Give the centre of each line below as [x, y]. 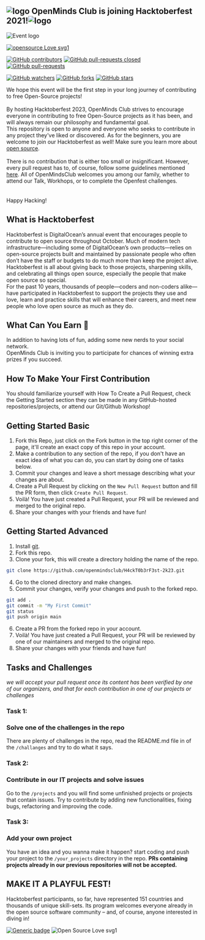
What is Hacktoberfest [50, 220]
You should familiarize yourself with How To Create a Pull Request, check [99, 393]
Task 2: [17, 764]
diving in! [18, 918]
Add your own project [39, 838]
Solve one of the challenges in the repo [65, 727]
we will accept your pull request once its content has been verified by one [100, 682]
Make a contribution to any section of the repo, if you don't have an [100, 453]
